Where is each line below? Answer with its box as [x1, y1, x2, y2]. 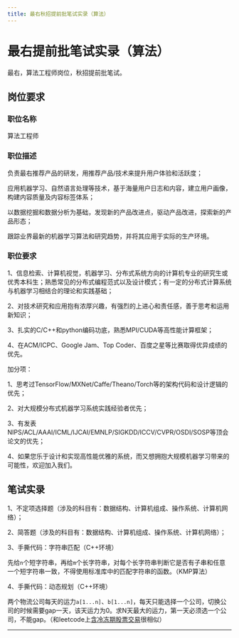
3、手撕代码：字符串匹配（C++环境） [7, 543, 118, 551]
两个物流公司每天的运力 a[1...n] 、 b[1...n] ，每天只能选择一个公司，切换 [7, 597, 221, 605]
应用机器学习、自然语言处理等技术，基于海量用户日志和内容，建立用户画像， [7, 184, 232, 192]
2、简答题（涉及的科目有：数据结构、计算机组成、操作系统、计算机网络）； [7, 528, 226, 536]
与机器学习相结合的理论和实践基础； [7, 286, 114, 295]
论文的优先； [7, 437, 45, 445]
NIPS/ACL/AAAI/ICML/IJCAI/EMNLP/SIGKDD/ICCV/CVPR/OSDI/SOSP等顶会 [7, 427, 229, 436]
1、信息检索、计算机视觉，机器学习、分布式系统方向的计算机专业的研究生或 [7, 268, 228, 277]
